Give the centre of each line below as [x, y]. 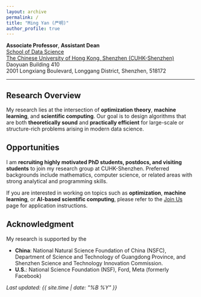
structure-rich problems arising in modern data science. [75, 129]
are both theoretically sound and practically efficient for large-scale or [95, 123]
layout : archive [26, 12]
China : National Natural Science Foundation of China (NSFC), [90, 250]
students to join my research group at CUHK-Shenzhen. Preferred [88, 168]
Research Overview [44, 96]
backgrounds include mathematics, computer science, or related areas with [99, 175]
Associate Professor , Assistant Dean [53, 46]
